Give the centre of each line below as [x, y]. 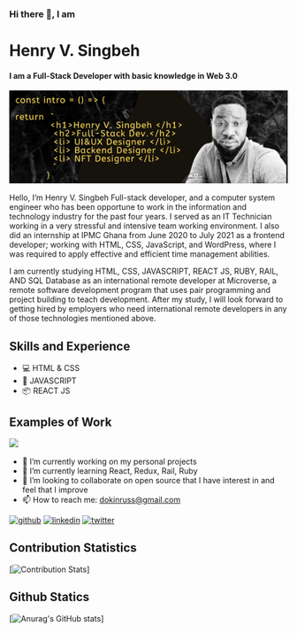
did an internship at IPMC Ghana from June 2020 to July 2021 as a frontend [147, 235]
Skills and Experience [70, 346]
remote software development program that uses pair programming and [140, 290]
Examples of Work [61, 422]
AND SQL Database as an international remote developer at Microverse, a [143, 281]
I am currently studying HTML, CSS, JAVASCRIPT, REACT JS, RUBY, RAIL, [144, 271]
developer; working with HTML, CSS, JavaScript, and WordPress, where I [143, 245]
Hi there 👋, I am [42, 14]
